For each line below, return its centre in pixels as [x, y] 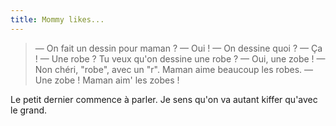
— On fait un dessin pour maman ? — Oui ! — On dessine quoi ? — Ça [178, 48]
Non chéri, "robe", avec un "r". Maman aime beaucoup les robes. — [174, 69]
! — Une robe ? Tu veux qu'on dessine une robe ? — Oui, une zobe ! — [180, 58]
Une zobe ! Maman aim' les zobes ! [107, 80]
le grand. [29, 110]
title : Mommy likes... [57, 19]
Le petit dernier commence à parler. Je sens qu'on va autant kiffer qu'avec [164, 99]
